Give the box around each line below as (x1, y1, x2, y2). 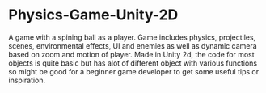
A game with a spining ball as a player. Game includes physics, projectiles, (8, 32, 256, 42)
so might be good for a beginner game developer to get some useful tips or (8, 66, 260, 76)
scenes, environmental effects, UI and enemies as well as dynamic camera (8, 40, 257, 50)
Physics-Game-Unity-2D (8, 6, 179, 24)
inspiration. (8, 75, 46, 85)
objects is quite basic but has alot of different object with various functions (8, 58, 258, 68)
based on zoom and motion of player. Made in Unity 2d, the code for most (8, 49, 255, 59)
